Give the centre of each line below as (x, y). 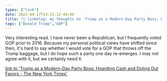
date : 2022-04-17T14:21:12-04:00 (40, 14)
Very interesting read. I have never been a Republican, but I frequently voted (83, 38)
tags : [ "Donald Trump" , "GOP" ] (37, 24)
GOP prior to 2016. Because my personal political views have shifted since (81, 43)
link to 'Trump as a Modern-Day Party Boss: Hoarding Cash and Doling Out (82, 69)
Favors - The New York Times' (37, 74)
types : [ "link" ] (22, 10)
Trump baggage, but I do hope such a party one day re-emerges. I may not (82, 54)
